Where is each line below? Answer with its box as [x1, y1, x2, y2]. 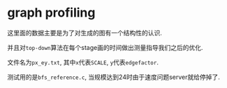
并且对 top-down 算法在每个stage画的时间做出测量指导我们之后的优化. [7, 43, 203, 51]
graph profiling [7, 5, 96, 21]
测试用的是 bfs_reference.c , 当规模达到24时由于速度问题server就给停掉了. [7, 73, 220, 81]
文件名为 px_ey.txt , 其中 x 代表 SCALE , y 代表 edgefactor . [7, 58, 159, 67]
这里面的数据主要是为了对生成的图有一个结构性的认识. [7, 28, 163, 37]
